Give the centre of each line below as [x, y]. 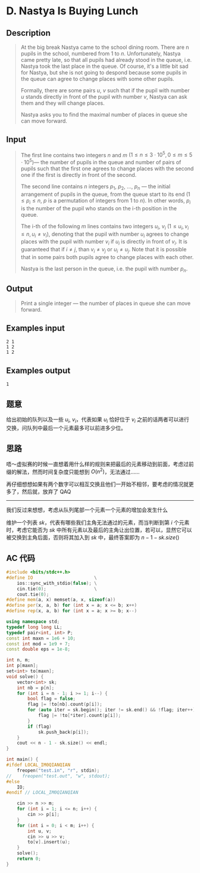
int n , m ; [18, 660]
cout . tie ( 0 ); [33, 594]
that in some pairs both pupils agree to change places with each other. [107, 257]
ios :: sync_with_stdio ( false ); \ [57, 583]
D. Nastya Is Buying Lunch [72, 11]
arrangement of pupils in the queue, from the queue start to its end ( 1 [105, 194]
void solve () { [25, 676]
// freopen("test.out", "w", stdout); [58, 776]
